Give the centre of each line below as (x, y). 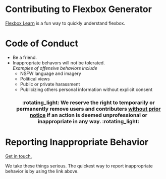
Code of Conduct (42, 43)
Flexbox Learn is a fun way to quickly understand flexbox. (65, 23)
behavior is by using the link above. (42, 171)
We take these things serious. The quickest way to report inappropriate (79, 166)
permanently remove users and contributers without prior (88, 109)
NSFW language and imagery (51, 73)
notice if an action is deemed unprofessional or (89, 115)
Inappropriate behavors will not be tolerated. (59, 63)
